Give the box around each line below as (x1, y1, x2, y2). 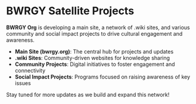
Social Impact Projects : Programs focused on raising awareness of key (14, 73, 191, 80)
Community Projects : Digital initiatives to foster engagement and (14, 61, 175, 68)
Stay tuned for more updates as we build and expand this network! (6, 91, 170, 98)
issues (14, 79, 31, 87)
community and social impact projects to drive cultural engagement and (6, 30, 183, 37)
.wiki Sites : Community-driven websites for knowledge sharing (14, 54, 170, 61)
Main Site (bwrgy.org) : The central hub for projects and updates (14, 48, 174, 55)
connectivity (14, 67, 46, 74)
